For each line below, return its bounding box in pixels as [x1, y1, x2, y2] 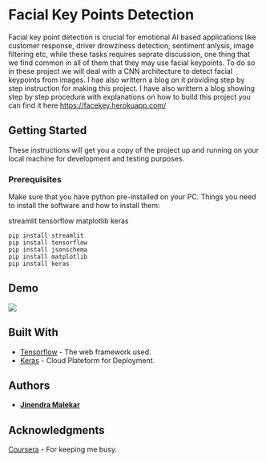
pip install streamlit [8, 231, 84, 240]
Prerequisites [8, 174, 62, 185]
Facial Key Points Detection [8, 6, 195, 24]
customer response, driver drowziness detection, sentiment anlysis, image [8, 40, 255, 50]
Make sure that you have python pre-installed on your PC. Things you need [8, 192, 256, 202]
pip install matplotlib [8, 253, 88, 261]
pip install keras [8, 260, 70, 268]
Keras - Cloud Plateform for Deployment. [19, 355, 155, 365]
